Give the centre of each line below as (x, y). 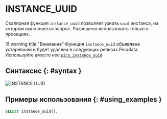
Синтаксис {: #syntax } (43, 71)
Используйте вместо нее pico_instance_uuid (54, 55)
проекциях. (18, 34)
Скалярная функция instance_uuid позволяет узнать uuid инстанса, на (82, 23)
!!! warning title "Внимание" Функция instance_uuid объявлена (73, 44)
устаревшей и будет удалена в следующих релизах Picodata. (72, 49)
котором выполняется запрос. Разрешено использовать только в (77, 28)
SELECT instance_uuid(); (32, 111)
